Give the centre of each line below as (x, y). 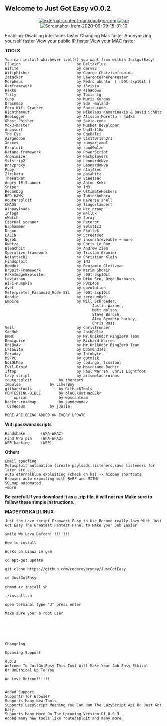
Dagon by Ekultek (52, 231)
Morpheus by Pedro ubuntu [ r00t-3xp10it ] (78, 82)
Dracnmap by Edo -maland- (58, 103)
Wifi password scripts (29, 424)
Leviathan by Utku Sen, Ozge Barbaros (70, 279)
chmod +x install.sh (27, 587)
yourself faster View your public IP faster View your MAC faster (70, 41)
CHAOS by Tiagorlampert (59, 204)
